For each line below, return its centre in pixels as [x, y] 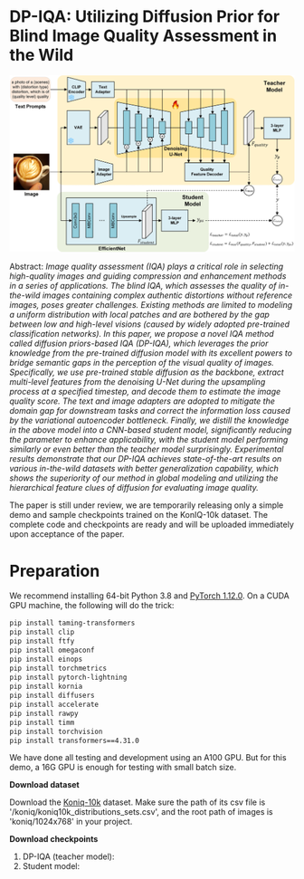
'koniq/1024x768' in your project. [71, 822]
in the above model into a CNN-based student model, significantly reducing [151, 430]
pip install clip [42, 632]
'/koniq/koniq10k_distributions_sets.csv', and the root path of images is [141, 812]
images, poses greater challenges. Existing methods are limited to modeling [151, 305]
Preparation [55, 571]
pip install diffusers [52, 696]
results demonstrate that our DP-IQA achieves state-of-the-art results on [146, 459]
